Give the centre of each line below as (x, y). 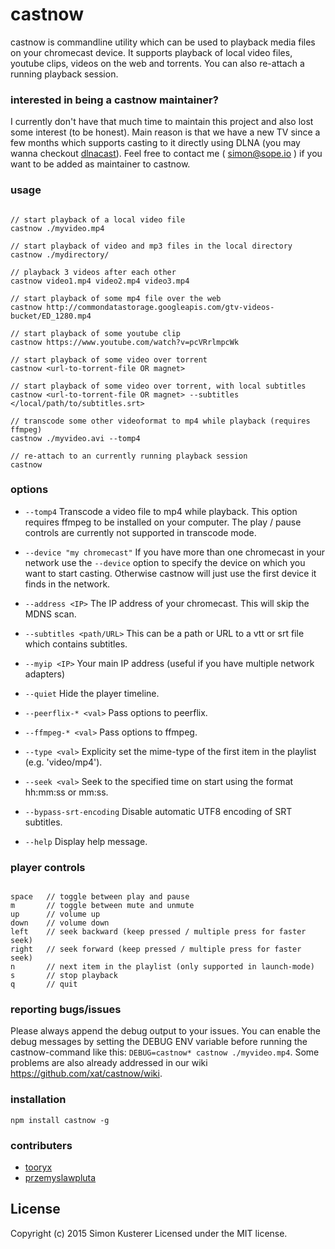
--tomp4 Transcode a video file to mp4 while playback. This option (161, 511)
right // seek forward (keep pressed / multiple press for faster (156, 949)
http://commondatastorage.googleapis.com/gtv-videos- (160, 307)
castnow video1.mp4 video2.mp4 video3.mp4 (100, 281)
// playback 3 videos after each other (93, 272)
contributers (41, 1145)
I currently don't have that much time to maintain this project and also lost (162, 122)
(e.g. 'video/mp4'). (63, 762)
